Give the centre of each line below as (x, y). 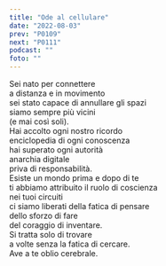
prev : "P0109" (36, 34)
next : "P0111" (36, 42)
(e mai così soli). (39, 121)
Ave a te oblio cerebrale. (54, 253)
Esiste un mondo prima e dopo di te (74, 178)
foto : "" (25, 59)
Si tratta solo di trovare (51, 235)
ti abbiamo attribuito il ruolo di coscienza (83, 188)
